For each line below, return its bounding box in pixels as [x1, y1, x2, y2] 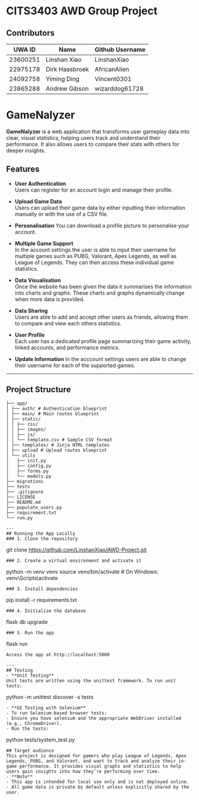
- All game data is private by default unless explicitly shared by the [6, 784, 190, 790]
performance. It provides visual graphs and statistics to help [19, 763, 182, 769]
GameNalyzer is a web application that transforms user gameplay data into [6, 128, 190, 135]
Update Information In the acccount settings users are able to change [14, 355, 187, 362]
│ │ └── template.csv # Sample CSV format [6, 437, 113, 443]
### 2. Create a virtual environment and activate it [6, 557, 142, 563]
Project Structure [6, 385, 71, 395]
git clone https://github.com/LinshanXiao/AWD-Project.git [6, 546, 147, 553]
